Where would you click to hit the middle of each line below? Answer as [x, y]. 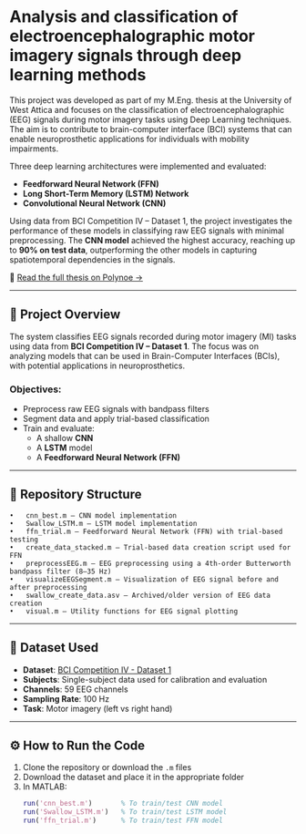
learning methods [78, 75]
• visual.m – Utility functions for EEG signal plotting [124, 611]
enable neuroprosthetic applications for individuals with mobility [130, 139]
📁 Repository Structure [76, 494]
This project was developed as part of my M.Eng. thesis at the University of [151, 100]
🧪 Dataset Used [54, 648]
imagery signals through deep [126, 56]
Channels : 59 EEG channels [76, 689]
